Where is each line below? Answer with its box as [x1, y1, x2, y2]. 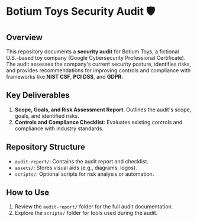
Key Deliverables [6, 90, 70, 101]
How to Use [6, 188, 50, 198]
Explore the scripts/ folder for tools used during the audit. [14, 210, 158, 217]
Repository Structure [6, 142, 86, 152]
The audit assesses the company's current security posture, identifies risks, [6, 60, 191, 67]
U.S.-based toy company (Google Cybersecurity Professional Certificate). [6, 54, 186, 61]
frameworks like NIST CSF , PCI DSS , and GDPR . [6, 73, 123, 80]
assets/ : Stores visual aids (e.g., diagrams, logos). [14, 164, 137, 171]
